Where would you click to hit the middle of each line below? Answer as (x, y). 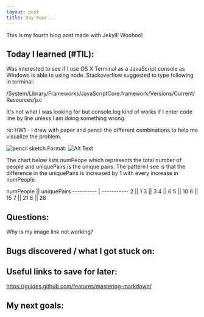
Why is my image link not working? (50, 232)
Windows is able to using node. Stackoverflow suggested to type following (100, 75)
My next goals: (35, 305)
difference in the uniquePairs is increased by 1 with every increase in (92, 173)
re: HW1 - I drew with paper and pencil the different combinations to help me (102, 130)
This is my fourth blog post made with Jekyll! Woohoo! (75, 35)
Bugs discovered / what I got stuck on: (81, 251)
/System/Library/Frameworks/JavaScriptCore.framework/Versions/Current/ (101, 94)
